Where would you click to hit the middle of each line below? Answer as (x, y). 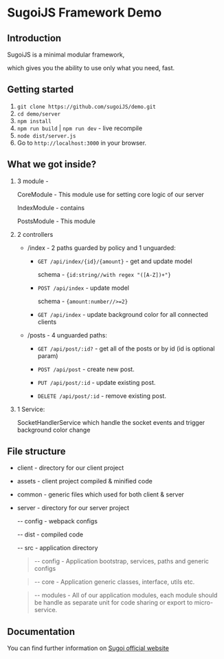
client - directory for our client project (70, 468)
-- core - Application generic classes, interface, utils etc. (114, 582)
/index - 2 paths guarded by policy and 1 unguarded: (102, 248)
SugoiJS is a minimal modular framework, (66, 54)
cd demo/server (39, 114)
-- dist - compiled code (50, 534)
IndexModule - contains (51, 207)
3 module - (33, 181)
